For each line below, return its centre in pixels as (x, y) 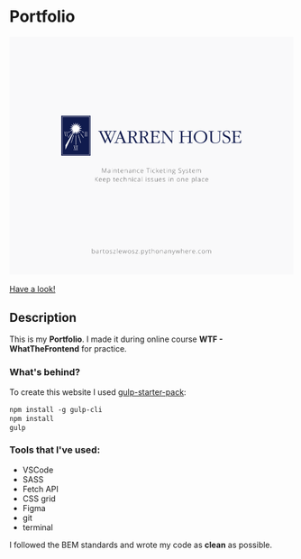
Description (43, 317)
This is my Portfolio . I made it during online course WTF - (116, 339)
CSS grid (39, 499)
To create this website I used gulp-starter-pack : (98, 392)
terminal (38, 527)
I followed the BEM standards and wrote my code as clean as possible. (141, 545)
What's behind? (45, 372)
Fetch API (40, 489)
